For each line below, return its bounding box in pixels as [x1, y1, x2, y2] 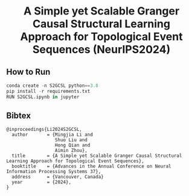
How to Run [6, 66, 51, 77]
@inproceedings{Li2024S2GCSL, [6, 127, 83, 133]
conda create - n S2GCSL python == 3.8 [6, 83, 98, 89]
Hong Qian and [54, 142, 91, 148]
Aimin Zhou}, [54, 148, 88, 154]
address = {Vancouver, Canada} [11, 174, 104, 180]
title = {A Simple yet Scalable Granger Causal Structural [11, 153, 182, 159]
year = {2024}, [11, 179, 71, 185]
